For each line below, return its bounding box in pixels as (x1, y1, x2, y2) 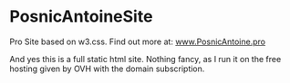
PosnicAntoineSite (9, 6, 153, 27)
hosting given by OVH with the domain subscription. (9, 63, 205, 74)
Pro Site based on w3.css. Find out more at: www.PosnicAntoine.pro (9, 36, 266, 47)
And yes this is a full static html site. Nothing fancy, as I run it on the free (9, 53, 282, 64)
